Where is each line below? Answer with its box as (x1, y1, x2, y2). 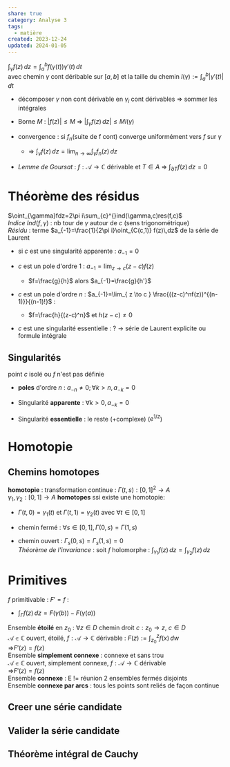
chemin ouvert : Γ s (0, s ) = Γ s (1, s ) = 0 (17, 536, 124, 547)
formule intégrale (17, 332, 68, 340)
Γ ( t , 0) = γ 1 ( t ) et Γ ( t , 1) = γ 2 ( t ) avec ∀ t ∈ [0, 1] (17, 508, 146, 518)
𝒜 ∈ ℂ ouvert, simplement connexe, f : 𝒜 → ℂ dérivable (8, 659, 166, 667)
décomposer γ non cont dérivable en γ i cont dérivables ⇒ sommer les (17, 95, 218, 104)
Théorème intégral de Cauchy (8, 748, 139, 760)
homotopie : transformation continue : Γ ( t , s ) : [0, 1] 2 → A (8, 484, 171, 494)
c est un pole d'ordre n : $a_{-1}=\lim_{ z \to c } (17, 290, 151, 299)
